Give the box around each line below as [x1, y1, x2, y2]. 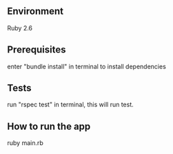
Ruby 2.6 [7, 23, 33, 32]
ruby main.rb [7, 139, 43, 147]
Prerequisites [7, 44, 66, 56]
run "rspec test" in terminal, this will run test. [7, 100, 134, 109]
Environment [7, 6, 64, 17]
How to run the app [7, 120, 91, 132]
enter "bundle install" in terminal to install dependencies [7, 62, 167, 70]
